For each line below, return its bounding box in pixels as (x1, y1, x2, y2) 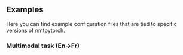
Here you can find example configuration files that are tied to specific (6, 20, 178, 27)
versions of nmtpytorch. (6, 27, 65, 34)
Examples (6, 5, 44, 15)
